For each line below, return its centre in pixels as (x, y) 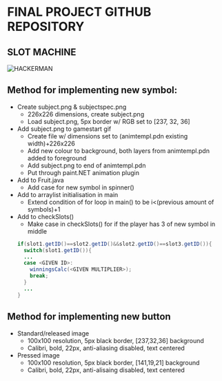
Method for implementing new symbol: (92, 90)
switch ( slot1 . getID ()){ (58, 250)
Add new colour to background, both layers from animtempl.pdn (119, 151)
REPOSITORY (46, 27)
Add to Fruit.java (40, 180)
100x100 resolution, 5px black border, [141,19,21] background (113, 362)
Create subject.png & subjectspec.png (72, 107)
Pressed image (38, 355)
